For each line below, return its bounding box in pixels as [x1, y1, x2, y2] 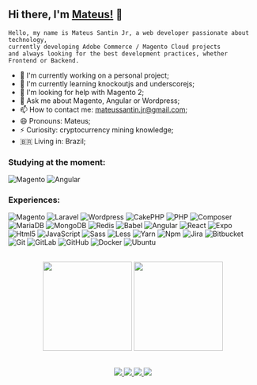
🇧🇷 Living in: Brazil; [19, 136, 86, 146]
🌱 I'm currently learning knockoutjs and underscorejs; [19, 78, 195, 88]
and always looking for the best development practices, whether [8, 49, 228, 58]
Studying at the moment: [8, 156, 106, 167]
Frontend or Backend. [8, 56, 80, 64]
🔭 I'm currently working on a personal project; [19, 71, 170, 80]
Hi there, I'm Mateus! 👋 [8, 8, 123, 21]
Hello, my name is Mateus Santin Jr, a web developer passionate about [8, 29, 249, 36]
